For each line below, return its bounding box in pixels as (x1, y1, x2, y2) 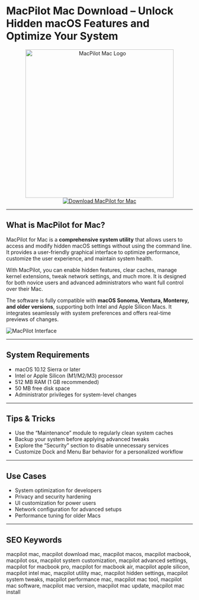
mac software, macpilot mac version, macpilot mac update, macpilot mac (6, 582, 185, 589)
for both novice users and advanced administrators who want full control (6, 279, 184, 286)
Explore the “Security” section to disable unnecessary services (14, 442, 169, 449)
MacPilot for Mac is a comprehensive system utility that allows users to (6, 236, 183, 243)
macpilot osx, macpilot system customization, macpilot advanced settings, (6, 557, 188, 564)
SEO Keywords (6, 535, 62, 545)
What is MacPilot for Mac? (6, 220, 105, 230)
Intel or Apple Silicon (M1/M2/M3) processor (14, 372, 123, 379)
